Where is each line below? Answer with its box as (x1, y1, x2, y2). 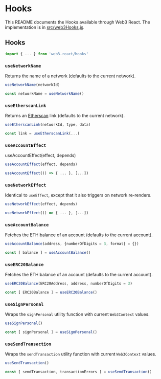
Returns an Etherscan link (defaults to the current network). (5, 112, 125, 118)
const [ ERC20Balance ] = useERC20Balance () (5, 290, 97, 295)
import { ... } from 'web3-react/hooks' (5, 51, 89, 56)
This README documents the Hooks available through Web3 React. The (5, 19, 150, 25)
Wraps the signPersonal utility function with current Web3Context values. (5, 312, 150, 317)
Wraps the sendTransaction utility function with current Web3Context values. (5, 351, 157, 357)
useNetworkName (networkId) (5, 82, 60, 87)
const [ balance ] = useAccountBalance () (5, 250, 91, 255)
